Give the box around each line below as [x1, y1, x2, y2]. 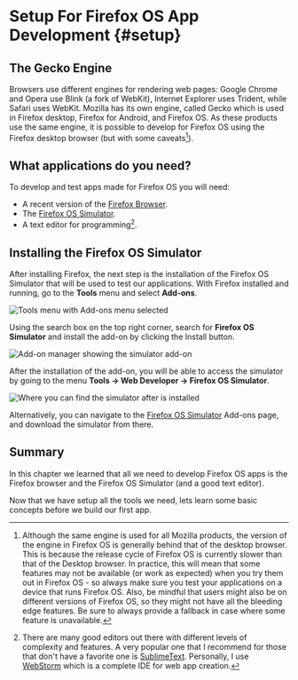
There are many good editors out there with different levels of [21, 632, 247, 643]
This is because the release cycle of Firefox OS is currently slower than [21, 549, 282, 559]
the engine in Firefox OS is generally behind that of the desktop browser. [21, 539, 287, 550]
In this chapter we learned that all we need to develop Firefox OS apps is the [9, 468, 288, 478]
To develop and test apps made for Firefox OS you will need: [9, 182, 231, 193]
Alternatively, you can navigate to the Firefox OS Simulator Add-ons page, [9, 409, 279, 420]
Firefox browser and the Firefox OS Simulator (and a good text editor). [9, 478, 264, 488]
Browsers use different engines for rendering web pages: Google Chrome [9, 84, 278, 94]
